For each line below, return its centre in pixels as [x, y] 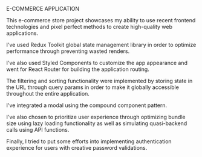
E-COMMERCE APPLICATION [43, 9]
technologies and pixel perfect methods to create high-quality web [90, 27]
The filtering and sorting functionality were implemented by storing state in [99, 81]
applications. [22, 33]
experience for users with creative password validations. [77, 148]
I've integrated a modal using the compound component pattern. [87, 105]
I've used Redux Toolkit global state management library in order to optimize [101, 45]
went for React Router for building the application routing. [78, 69]
